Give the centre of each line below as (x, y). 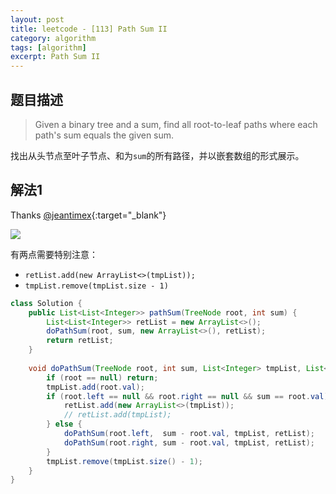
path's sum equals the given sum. (104, 135)
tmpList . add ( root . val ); (95, 387)
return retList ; (80, 341)
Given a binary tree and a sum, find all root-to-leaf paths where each (176, 124)
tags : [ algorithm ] (48, 47)
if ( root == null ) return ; (102, 377)
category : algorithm (53, 38)
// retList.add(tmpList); (117, 415)
